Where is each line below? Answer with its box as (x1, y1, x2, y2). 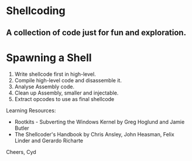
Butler (14, 125, 29, 132)
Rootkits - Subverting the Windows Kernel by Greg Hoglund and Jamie (14, 118, 185, 125)
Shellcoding (6, 4, 66, 18)
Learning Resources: (6, 107, 56, 114)
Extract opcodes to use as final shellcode (14, 95, 115, 102)
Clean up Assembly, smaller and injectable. (14, 89, 119, 96)
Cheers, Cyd (6, 148, 36, 155)
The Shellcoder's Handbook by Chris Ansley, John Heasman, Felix (14, 130, 174, 137)
